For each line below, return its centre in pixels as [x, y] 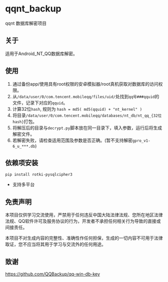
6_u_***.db [24, 146]
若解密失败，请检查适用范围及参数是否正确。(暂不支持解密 [72, 140]
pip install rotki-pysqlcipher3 [39, 175]
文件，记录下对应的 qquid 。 [40, 103]
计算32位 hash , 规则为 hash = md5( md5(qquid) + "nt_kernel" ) [77, 109]
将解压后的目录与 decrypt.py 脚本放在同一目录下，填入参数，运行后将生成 [87, 128]
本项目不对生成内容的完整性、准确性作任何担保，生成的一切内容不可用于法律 [84, 238]
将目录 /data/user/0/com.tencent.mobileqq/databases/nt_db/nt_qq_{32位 [87, 115]
